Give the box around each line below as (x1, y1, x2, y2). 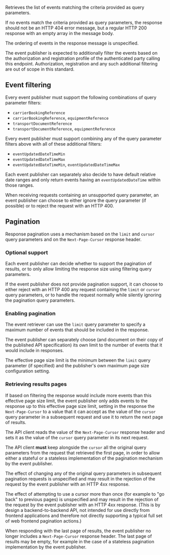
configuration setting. (5, 368, 50, 374)
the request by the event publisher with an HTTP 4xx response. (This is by (5, 502, 161, 508)
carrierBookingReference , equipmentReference (12, 115, 109, 121)
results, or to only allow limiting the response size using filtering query (5, 266, 152, 272)
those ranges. (5, 182, 35, 188)
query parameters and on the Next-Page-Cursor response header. (5, 236, 142, 242)
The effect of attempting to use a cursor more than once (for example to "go (5, 491, 165, 497)
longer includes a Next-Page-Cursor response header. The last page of (5, 533, 152, 539)
